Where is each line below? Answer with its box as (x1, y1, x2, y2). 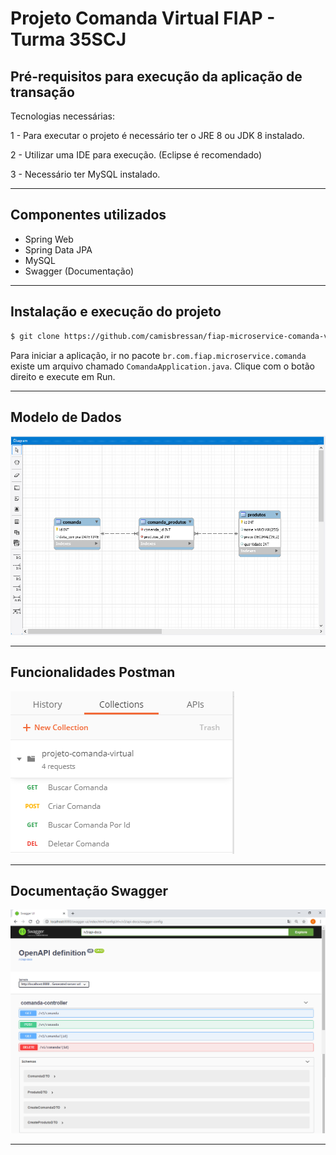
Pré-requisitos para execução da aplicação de (10, 68, 303, 85)
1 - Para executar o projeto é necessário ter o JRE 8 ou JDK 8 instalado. (10, 130, 305, 141)
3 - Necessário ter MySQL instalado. (10, 168, 161, 180)
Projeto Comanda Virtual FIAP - (10, 7, 276, 30)
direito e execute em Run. (10, 370, 116, 382)
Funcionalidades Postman (10, 664, 176, 681)
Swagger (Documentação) (24, 265, 135, 277)
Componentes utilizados (10, 207, 167, 224)
